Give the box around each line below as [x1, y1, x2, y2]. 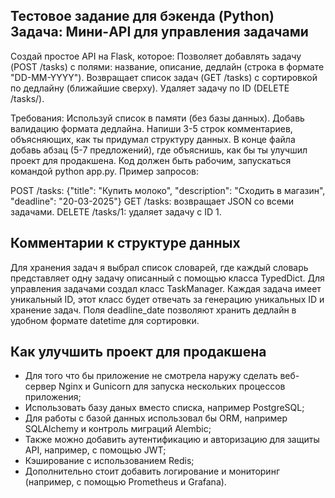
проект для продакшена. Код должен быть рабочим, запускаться [10, 154, 292, 166]
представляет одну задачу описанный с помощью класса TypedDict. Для [10, 272, 325, 284]
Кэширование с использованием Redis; [24, 455, 195, 467]
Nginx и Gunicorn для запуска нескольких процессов [58, 380, 286, 393]
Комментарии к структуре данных [10, 235, 241, 252]
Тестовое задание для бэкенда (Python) [10, 8, 275, 25]
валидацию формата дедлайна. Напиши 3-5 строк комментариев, [10, 122, 293, 134]
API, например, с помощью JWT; [24, 444, 167, 456]
